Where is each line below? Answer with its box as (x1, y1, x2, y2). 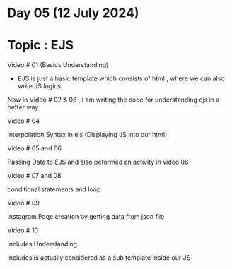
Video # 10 (7, 226, 39, 234)
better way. (7, 103, 40, 112)
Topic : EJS (7, 37, 74, 54)
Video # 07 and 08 (7, 172, 62, 180)
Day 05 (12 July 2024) (7, 5, 139, 21)
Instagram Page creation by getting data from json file (7, 213, 165, 221)
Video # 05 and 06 (7, 144, 62, 153)
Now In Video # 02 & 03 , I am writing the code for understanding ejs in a (7, 95, 220, 104)
